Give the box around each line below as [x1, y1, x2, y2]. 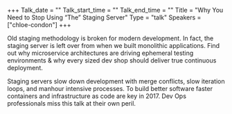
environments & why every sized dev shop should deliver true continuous [7, 56, 217, 65]
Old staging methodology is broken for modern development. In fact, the [7, 34, 214, 42]
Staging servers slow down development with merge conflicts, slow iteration [7, 77, 225, 85]
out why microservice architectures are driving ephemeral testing [7, 49, 194, 57]
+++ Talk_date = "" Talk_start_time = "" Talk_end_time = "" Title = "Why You [7, 6, 224, 14]
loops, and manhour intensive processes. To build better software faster [7, 85, 213, 92]
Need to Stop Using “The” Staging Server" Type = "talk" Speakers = [7, 13, 202, 22]
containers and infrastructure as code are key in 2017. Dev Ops [7, 92, 187, 100]
